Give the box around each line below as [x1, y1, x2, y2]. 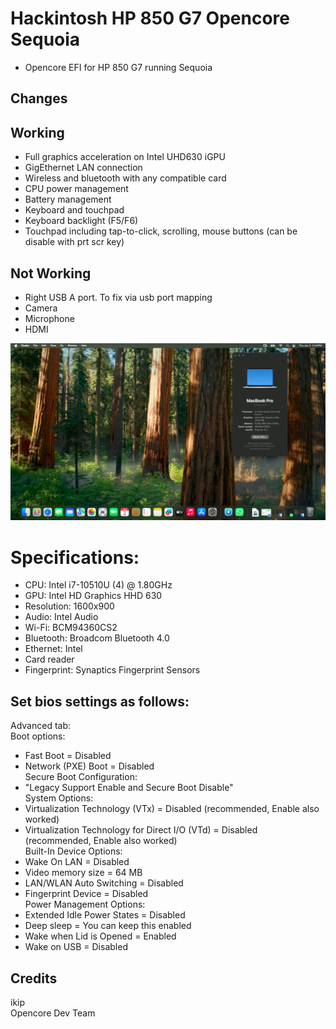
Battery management [24, 193, 112, 206]
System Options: [24, 792, 94, 804]
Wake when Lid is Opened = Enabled [24, 930, 177, 942]
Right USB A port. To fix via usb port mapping [24, 291, 213, 303]
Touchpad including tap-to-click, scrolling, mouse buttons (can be [24, 225, 298, 237]
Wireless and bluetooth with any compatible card [24, 172, 227, 184]
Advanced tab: [10, 720, 72, 732]
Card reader [24, 653, 75, 666]
